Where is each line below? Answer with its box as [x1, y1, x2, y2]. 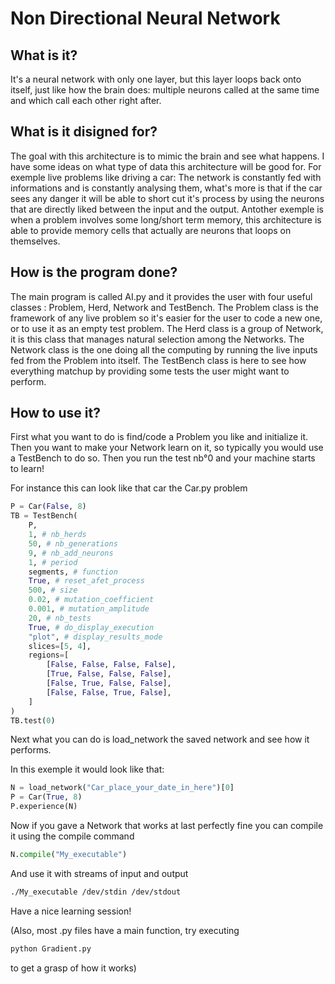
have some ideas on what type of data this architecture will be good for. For [10, 160, 322, 172]
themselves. [10, 235, 61, 247]
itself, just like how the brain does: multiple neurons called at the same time [10, 84, 320, 96]
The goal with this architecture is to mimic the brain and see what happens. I [10, 150, 325, 162]
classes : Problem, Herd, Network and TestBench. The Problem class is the [10, 301, 319, 313]
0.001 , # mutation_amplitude [28, 604, 150, 614]
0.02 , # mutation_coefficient [28, 595, 155, 605]
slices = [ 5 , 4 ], [28, 641, 92, 651]
